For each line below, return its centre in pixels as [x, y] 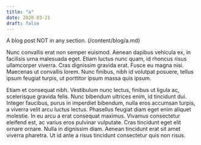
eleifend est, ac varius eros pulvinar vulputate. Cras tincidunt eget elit [94, 122]
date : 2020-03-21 [28, 18]
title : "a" [20, 12]
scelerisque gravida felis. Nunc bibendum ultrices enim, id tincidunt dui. [97, 97]
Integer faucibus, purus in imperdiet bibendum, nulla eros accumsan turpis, [101, 103]
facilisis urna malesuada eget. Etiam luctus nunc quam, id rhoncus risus [97, 59]
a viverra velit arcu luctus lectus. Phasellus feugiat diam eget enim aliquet [99, 110]
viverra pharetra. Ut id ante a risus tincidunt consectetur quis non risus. [96, 135]
